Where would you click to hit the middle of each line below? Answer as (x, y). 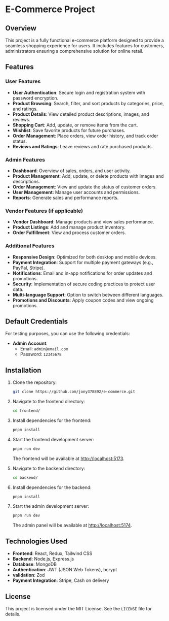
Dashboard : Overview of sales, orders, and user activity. (72, 171)
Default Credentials (37, 321)
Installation (23, 370)
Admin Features (25, 159)
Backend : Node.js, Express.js (43, 559)
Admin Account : (30, 343)
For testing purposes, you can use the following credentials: (68, 334)
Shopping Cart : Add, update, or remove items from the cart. (75, 125)
